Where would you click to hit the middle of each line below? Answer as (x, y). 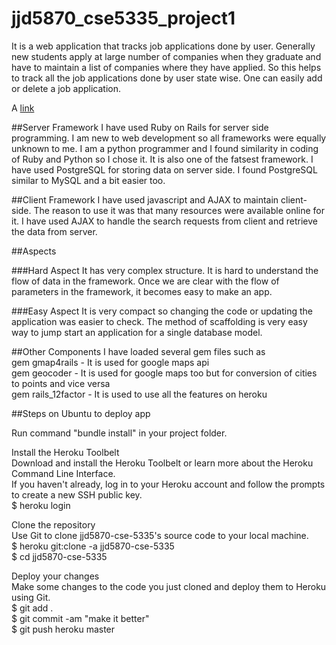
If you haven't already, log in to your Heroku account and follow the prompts (168, 484)
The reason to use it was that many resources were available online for (179, 210)
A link (23, 108)
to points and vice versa (61, 383)
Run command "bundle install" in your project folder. (119, 433)
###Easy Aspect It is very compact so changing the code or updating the (162, 311)
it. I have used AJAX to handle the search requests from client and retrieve (164, 221)
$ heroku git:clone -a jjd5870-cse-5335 (93, 546)
